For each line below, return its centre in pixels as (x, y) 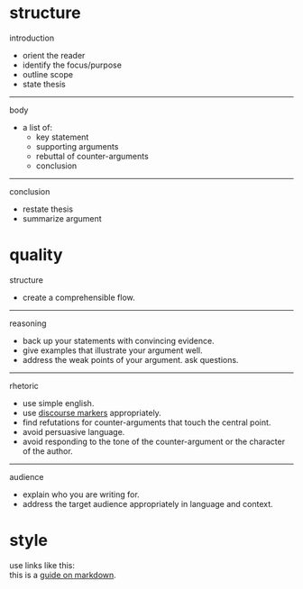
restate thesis (48, 209)
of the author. (48, 451)
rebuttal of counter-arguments (92, 156)
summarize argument (62, 218)
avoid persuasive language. (73, 431)
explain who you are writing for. (81, 494)
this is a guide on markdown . (63, 575)
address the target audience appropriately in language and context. (147, 503)
